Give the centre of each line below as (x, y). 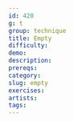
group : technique (37, 31)
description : (30, 61)
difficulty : (28, 46)
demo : (17, 53)
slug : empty (28, 83)
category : (25, 75)
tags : (17, 105)
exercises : (27, 90)
